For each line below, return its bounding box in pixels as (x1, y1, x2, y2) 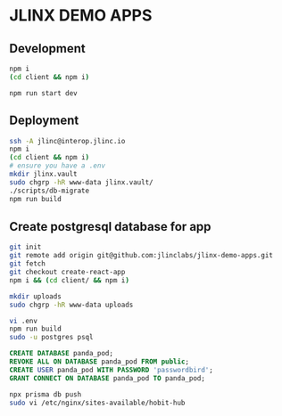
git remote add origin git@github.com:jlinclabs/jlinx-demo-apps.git (9, 251, 274, 260)
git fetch (9, 259, 46, 268)
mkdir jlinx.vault (9, 170, 78, 179)
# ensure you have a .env (9, 161, 105, 170)
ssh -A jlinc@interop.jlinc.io (9, 136, 126, 145)
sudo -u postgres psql (9, 333, 94, 342)
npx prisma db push (9, 389, 82, 399)
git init (9, 242, 42, 252)
